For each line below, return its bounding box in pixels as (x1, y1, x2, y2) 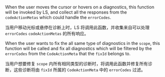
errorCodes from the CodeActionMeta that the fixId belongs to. (5, 51, 131, 57)
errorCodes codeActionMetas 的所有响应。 (5, 31, 89, 36)
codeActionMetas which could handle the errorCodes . (5, 15, 112, 20)
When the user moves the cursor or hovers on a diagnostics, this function (5, 4, 154, 10)
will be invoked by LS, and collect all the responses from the (5, 9, 127, 15)
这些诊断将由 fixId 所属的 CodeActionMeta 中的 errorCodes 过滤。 (13, 67, 146, 73)
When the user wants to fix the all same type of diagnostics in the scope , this (5, 40, 160, 46)
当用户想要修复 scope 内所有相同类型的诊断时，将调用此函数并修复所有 (5, 61, 148, 66)
